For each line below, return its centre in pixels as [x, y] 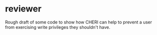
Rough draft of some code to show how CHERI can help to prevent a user [78, 22]
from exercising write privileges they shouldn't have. [58, 27]
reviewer [23, 9]
